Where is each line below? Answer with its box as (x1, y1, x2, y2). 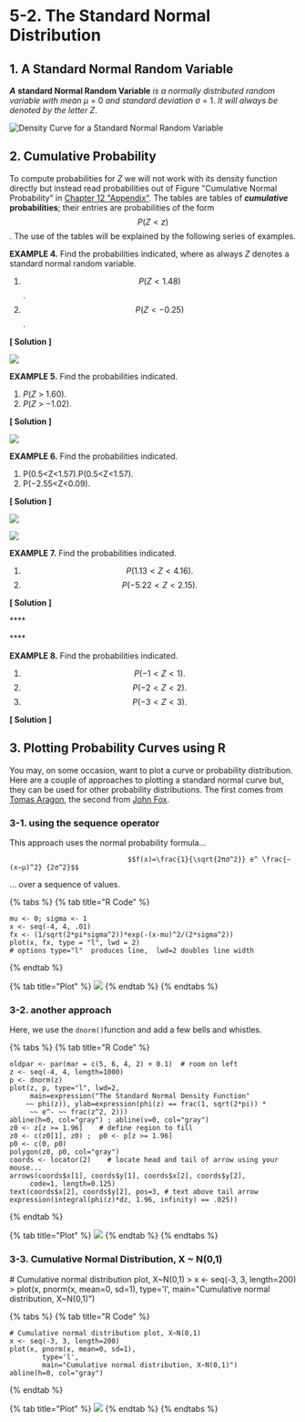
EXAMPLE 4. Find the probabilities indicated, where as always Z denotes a (9, 248, 290, 259)
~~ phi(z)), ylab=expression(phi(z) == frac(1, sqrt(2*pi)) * (25, 1100, 267, 1109)
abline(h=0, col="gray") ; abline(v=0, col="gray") (9, 1116, 209, 1125)
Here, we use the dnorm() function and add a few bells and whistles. (9, 1024, 262, 1035)
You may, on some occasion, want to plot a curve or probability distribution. (9, 764, 293, 775)
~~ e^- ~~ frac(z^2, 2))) (29, 1107, 128, 1117)
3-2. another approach (9, 1003, 112, 1016)
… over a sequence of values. (9, 878, 121, 889)
